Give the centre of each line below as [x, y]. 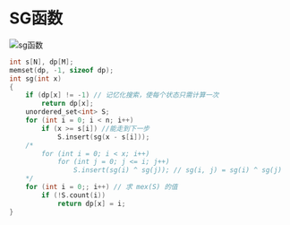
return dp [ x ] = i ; [91, 203]
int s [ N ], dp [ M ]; [42, 62]
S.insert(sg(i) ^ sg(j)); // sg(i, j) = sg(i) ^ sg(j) [177, 170]
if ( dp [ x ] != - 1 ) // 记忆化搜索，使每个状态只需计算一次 [122, 95]
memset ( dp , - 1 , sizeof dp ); [62, 70]
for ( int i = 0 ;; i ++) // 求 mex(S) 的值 [102, 187]
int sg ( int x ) [36, 78]
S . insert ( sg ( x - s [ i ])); [103, 137]
